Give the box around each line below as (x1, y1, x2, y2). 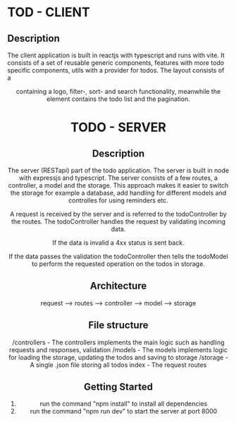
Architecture (89, 280, 147, 292)
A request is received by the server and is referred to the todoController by (10, 210, 227, 218)
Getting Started (83, 381, 154, 393)
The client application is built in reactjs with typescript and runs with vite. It (7, 51, 225, 59)
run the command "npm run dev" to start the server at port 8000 (30, 407, 218, 416)
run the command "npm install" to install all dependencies (39, 399, 208, 408)
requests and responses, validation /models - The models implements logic (9, 345, 228, 354)
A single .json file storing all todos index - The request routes (30, 361, 207, 369)
